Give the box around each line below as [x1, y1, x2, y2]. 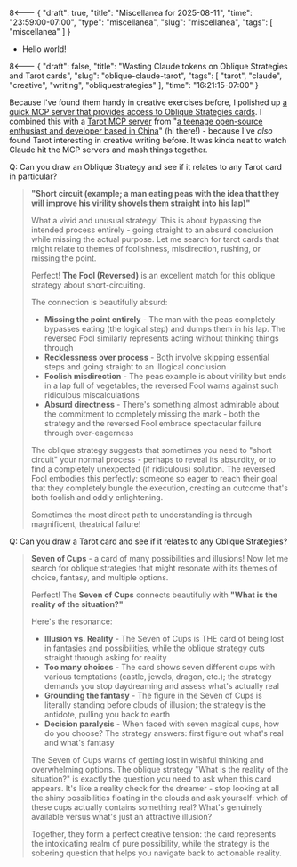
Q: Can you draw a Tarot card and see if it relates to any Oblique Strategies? [9, 536, 288, 547]
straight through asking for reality [44, 652, 167, 662]
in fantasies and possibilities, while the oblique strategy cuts [44, 643, 265, 653]
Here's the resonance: [30, 616, 113, 627]
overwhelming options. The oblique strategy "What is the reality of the [30, 765, 289, 774]
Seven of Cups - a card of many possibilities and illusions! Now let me [30, 554, 289, 563]
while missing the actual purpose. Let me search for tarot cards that [30, 234, 280, 244]
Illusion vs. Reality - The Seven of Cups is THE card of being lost [44, 634, 285, 644]
